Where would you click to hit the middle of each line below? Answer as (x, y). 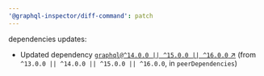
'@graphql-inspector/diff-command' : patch (81, 16)
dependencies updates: (48, 39)
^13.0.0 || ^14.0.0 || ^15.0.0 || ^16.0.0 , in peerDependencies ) (129, 63)
